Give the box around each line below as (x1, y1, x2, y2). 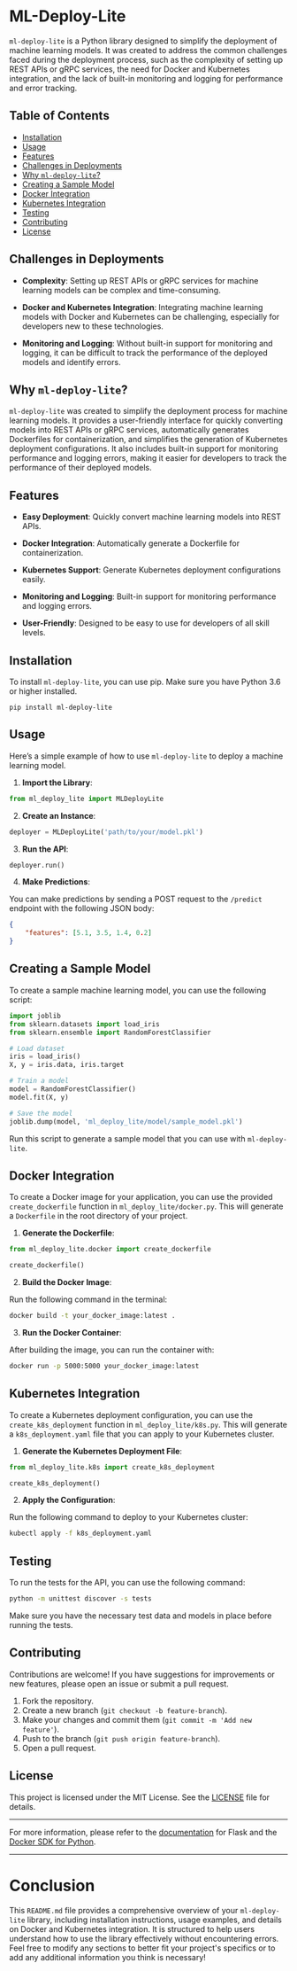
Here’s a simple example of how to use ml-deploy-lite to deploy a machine (9, 751, 284, 761)
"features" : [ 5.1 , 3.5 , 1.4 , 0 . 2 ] (25, 929, 152, 938)
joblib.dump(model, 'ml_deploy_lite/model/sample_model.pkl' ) (9, 1117, 243, 1126)
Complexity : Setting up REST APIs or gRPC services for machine (21, 275, 259, 285)
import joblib (9, 1011, 62, 1020)
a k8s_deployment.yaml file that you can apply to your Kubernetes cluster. (9, 1429, 275, 1439)
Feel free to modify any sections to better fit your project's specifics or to (9, 1943, 276, 1953)
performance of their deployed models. (9, 463, 152, 473)
